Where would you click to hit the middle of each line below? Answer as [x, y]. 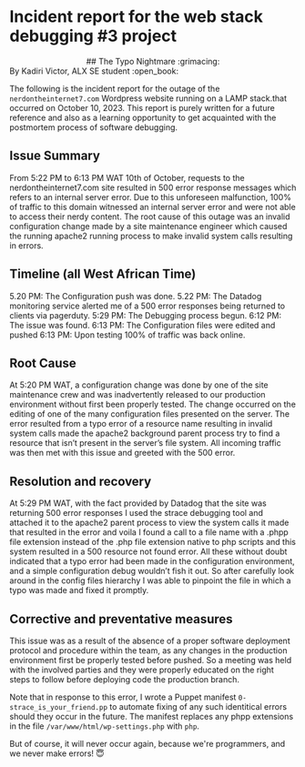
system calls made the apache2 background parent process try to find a [145, 433]
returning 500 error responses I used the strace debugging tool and [137, 513]
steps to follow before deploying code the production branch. [124, 679]
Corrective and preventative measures [122, 619]
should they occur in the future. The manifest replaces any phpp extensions [152, 717]
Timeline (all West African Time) [103, 274]
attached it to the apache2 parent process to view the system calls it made [149, 523]
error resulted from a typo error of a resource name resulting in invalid [141, 424]
